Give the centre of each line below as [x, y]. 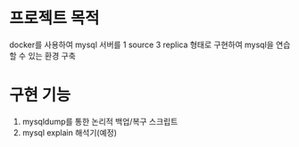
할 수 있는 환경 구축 [42, 55]
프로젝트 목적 [54, 18]
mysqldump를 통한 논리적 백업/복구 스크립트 [100, 121]
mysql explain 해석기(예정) [70, 132]
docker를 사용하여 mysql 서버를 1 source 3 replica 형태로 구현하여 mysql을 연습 [150, 45]
